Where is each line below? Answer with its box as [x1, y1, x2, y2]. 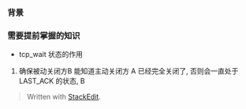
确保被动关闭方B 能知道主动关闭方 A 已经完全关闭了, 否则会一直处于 [18, 66, 239, 76]
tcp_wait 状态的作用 [18, 50, 84, 59]
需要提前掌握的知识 [7, 30, 80, 41]
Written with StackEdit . [26, 92, 102, 102]
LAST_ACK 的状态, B [18, 77, 85, 86]
